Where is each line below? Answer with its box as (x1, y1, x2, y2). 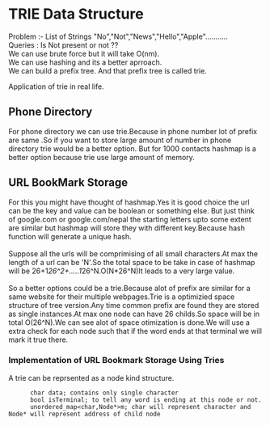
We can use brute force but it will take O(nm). (8, 49, 160, 58)
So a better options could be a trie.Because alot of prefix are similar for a (8, 283, 251, 293)
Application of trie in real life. (8, 82, 105, 91)
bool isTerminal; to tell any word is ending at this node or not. (29, 395, 263, 404)
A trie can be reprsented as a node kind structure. (8, 373, 175, 382)
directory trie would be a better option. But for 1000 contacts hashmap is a (8, 143, 257, 154)
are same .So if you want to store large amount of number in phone (8, 135, 232, 145)
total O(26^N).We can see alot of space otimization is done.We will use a (8, 317, 251, 327)
